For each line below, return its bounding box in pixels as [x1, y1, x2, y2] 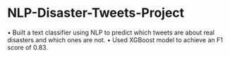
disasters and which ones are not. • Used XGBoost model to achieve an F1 [7, 35, 224, 44]
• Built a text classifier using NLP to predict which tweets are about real [7, 28, 215, 37]
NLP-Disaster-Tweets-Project [7, 5, 185, 21]
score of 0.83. [7, 43, 48, 51]
